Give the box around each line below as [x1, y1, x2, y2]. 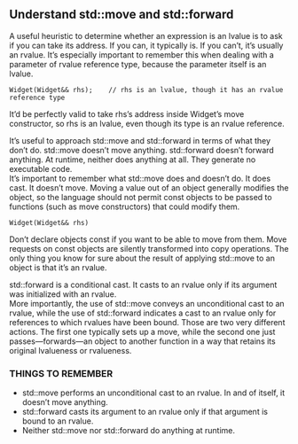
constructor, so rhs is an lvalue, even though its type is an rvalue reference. [9, 118, 286, 129]
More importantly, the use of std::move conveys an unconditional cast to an [9, 298, 286, 308]
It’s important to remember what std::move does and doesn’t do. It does [9, 173, 271, 183]
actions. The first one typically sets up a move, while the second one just [9, 326, 276, 337]
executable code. [9, 163, 73, 174]
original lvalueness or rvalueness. [9, 345, 132, 355]
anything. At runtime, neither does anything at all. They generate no [9, 154, 256, 165]
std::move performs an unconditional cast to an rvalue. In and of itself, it [21, 387, 286, 398]
